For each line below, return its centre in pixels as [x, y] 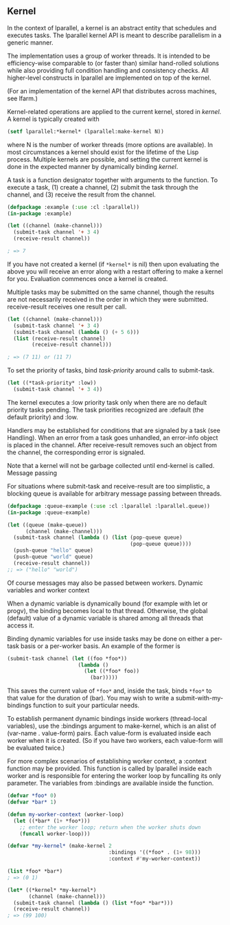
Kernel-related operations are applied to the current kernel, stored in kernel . [114, 111]
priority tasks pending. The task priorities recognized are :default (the [106, 410]
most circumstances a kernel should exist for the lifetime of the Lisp [103, 152]
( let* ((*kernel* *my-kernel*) [52, 890]
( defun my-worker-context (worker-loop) [66, 814]
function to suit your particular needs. [86, 705]
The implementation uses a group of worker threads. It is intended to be [109, 56]
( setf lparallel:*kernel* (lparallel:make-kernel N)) [86, 131]
